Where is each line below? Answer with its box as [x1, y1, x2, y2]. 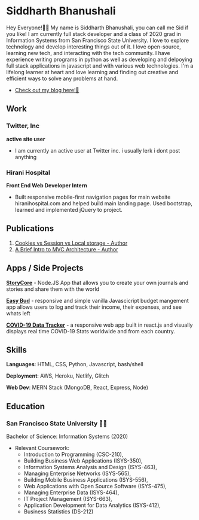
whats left [6, 309, 31, 317]
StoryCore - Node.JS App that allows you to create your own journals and [6, 279, 189, 286]
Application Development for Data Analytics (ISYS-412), [23, 501, 161, 509]
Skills [6, 345, 27, 355]
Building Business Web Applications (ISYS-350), [23, 457, 143, 464]
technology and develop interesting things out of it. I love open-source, [6, 43, 181, 50]
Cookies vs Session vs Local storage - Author [14, 239, 128, 247]
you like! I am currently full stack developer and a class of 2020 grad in [6, 30, 181, 37]
